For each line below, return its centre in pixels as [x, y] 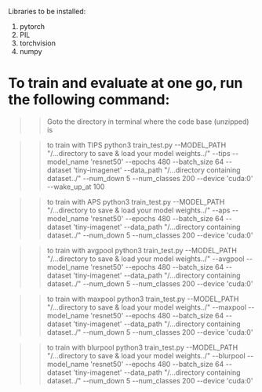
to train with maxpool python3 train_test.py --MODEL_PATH [143, 299]
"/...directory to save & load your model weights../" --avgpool [146, 259]
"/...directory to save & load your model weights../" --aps [138, 210]
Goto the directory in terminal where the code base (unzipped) [148, 122]
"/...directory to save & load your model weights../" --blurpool [146, 355]
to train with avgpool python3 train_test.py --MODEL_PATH [142, 250]
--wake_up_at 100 [76, 187]
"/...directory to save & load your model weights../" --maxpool [147, 307]
